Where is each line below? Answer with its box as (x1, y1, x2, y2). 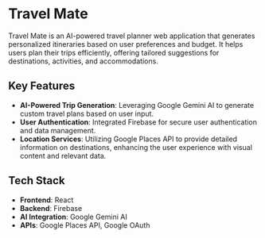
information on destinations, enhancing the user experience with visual (19, 142, 253, 152)
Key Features (8, 79, 76, 93)
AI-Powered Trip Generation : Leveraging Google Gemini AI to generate (19, 100, 255, 109)
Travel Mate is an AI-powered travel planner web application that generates (8, 31, 255, 40)
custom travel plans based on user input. (19, 109, 154, 118)
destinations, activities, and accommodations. (8, 56, 159, 66)
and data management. (19, 125, 96, 135)
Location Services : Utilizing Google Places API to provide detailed (19, 134, 237, 144)
